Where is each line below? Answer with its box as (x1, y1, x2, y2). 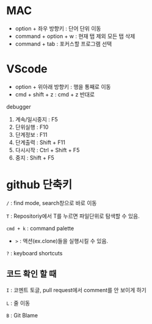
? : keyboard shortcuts (6, 249, 63, 256)
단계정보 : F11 (15, 131, 48, 138)
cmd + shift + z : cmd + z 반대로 (15, 90, 95, 98)
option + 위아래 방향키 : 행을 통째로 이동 (15, 83, 111, 90)
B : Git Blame (6, 311, 38, 319)
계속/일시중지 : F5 (15, 115, 58, 123)
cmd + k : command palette (6, 225, 74, 232)
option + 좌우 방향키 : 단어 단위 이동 (15, 25, 101, 32)
